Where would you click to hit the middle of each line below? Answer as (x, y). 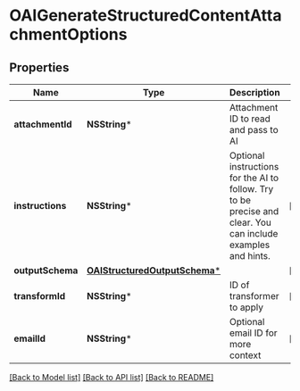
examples (250, 245)
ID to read (250, 119)
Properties (39, 67)
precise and (254, 211)
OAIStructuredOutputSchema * (154, 270)
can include (254, 233)
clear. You (250, 222)
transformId (40, 296)
